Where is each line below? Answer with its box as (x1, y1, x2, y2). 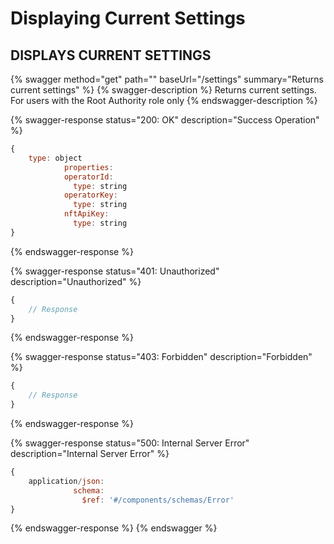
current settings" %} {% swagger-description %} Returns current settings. (10, 84, 317, 96)
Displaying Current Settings (10, 7, 246, 30)
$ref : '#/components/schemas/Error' (81, 495, 235, 505)
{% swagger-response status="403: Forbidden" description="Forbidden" (10, 351, 313, 363)
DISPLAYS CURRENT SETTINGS (10, 47, 212, 64)
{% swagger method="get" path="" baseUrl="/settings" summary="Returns (10, 73, 324, 85)
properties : (63, 162, 114, 172)
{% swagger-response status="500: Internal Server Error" (10, 437, 250, 449)
